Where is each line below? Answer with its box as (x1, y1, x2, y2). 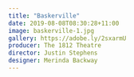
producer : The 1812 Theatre (8, 42, 102, 50)
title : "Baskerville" (8, 11, 81, 20)
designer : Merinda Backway (8, 57, 98, 65)
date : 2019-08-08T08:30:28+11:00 (8, 19, 120, 27)
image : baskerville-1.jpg (8, 26, 94, 34)
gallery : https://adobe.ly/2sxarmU (8, 34, 127, 43)
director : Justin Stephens (8, 49, 98, 57)
